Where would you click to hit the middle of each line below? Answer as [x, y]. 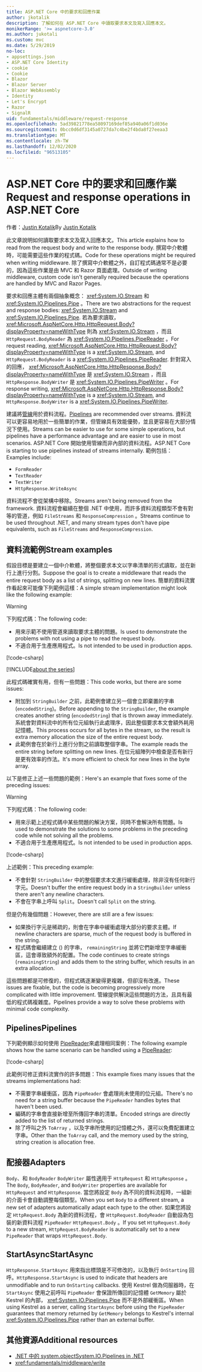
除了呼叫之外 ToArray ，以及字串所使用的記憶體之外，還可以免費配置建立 [105, 1128]
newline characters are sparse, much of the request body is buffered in [103, 934]
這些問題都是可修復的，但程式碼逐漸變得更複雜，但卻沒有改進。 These [93, 981]
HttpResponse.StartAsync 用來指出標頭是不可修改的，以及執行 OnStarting [97, 1270]
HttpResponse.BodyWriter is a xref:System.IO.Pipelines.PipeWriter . [87, 401]
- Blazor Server [26, 85]
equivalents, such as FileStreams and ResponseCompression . [80, 529]
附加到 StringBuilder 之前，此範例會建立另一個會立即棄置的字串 [94, 701]
